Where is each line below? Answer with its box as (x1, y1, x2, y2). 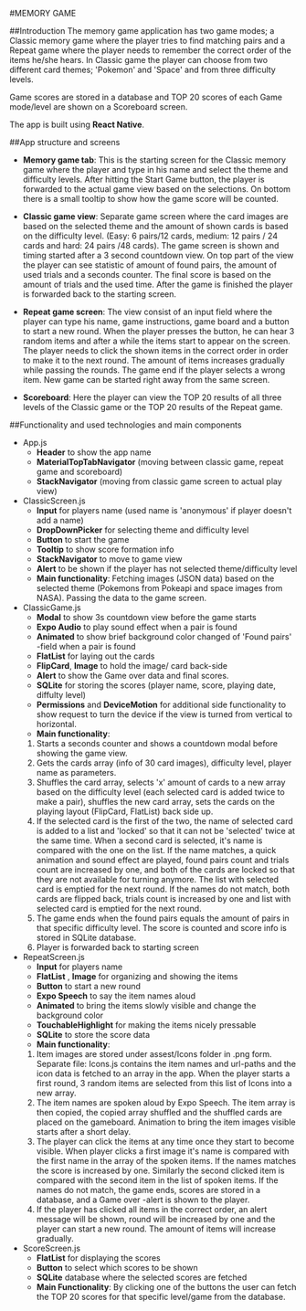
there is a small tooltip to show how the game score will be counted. (22, 194, 279, 204)
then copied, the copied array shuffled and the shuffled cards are (36, 1107, 283, 1117)
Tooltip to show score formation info (36, 544, 174, 555)
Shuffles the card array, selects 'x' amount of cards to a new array (36, 777, 286, 788)
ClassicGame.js (22, 602, 81, 613)
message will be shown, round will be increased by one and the (36, 1214, 276, 1224)
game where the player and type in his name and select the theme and (22, 164, 289, 174)
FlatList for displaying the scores (36, 1253, 162, 1263)
